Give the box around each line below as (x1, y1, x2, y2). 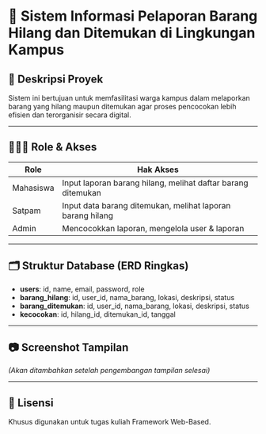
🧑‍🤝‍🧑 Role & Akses (8, 140, 97, 154)
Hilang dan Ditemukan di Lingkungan (8, 24, 256, 42)
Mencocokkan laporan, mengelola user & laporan (62, 223, 245, 234)
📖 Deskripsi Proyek (8, 72, 104, 86)
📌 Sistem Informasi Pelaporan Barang (8, 7, 258, 25)
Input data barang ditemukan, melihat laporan (62, 200, 231, 211)
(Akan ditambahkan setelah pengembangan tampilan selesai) (8, 366, 211, 375)
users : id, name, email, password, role (19, 284, 145, 294)
